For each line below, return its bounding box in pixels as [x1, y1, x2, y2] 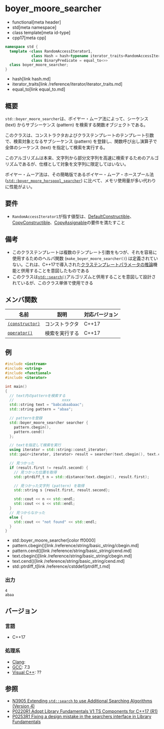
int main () [5, 384, 27, 389]
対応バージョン [83, 311, 119, 318]
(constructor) [7, 321, 41, 327]
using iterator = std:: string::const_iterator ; [9, 447, 108, 452]
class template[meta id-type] [12, 29, 71, 35]
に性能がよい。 [5, 184, 35, 189]
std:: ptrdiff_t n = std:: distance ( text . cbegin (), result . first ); [14, 474, 150, 479]
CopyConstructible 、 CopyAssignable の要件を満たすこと [12, 219, 125, 226]
